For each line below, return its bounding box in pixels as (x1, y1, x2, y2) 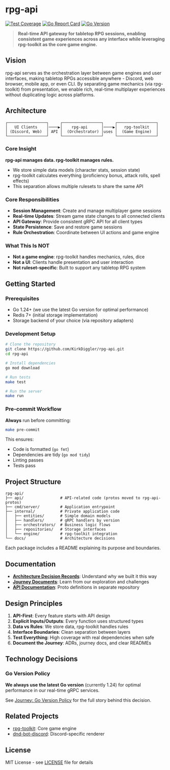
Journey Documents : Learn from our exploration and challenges (12, 579, 150, 585)
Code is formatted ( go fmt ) (12, 446, 69, 452)
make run (5, 393, 24, 399)
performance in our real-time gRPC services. (5, 687, 100, 693)
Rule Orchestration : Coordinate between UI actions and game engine (12, 230, 159, 236)
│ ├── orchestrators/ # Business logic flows (5, 523, 111, 528)
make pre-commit (5, 427, 40, 432)
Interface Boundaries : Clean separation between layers (12, 629, 131, 635)
